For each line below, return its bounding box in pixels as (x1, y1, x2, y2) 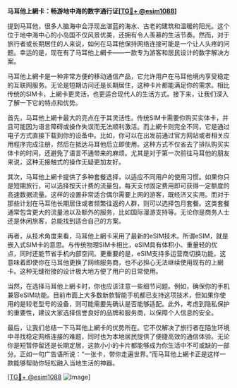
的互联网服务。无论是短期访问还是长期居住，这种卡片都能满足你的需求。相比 (7, 81, 230, 89)
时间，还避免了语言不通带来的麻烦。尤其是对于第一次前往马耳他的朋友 (25, 149, 230, 157)
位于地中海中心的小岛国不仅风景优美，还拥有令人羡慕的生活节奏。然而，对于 (7, 31, 230, 39)
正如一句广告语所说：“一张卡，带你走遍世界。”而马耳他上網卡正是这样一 (19, 350, 226, 358)
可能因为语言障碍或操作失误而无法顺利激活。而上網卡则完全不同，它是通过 (13, 123, 230, 131)
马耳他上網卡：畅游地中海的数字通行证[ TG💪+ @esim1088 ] (7, 7, 178, 15)
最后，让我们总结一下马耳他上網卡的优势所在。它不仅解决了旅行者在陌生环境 (7, 324, 230, 332)
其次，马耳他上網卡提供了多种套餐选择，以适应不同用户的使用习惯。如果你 (7, 173, 224, 181)
